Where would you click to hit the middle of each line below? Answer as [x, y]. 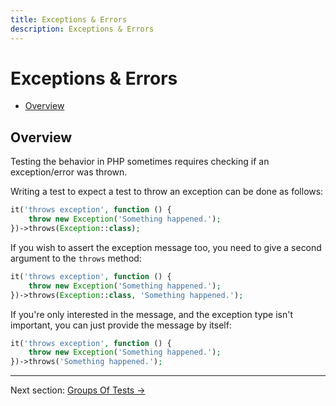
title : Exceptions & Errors [69, 19]
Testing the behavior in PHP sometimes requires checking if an [140, 162]
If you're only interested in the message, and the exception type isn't [152, 314]
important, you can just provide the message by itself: [121, 325]
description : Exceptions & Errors [82, 29]
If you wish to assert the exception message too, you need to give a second [166, 247]
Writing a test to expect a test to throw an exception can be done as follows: [167, 192]
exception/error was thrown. [69, 172]
